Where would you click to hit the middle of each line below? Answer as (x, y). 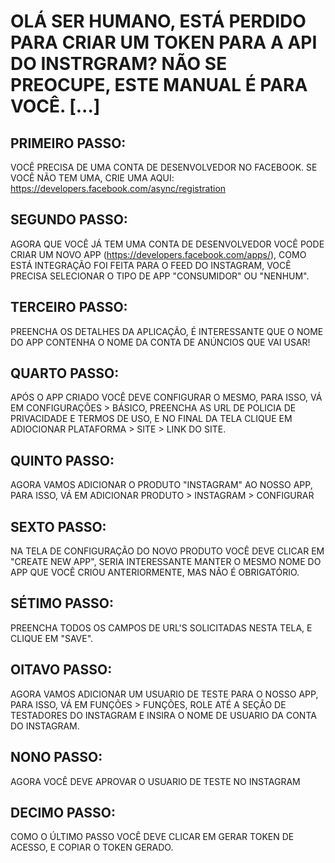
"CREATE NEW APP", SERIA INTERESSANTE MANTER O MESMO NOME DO (166, 562)
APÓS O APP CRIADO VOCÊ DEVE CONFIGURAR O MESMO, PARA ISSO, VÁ (166, 397)
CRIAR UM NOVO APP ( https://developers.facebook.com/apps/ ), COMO (158, 254)
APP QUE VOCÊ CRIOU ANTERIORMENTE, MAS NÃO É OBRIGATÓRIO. (155, 572)
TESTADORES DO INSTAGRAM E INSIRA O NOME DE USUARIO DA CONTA (163, 715)
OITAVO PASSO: (61, 670)
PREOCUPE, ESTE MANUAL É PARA (159, 85)
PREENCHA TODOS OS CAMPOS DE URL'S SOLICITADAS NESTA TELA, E (161, 627)
